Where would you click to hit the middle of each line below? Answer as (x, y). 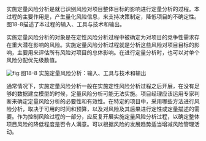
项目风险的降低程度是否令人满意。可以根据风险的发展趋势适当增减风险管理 (100, 124)
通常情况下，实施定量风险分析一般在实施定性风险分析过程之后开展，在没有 (100, 86)
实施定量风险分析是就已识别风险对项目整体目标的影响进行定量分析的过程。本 (103, 9)
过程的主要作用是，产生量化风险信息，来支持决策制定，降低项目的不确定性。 (103, 16)
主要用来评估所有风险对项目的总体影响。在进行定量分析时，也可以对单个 (108, 52)
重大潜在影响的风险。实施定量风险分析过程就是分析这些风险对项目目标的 (103, 45)
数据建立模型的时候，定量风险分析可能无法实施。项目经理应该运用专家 (105, 94)
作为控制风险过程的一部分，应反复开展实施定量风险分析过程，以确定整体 (108, 117)
